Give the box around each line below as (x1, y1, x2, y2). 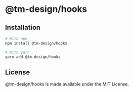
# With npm (5, 36, 28, 41)
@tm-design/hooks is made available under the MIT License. (5, 81, 129, 87)
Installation (5, 23, 41, 32)
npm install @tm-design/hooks (5, 41, 68, 46)
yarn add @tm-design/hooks (5, 54, 61, 59)
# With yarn (5, 49, 30, 55)
